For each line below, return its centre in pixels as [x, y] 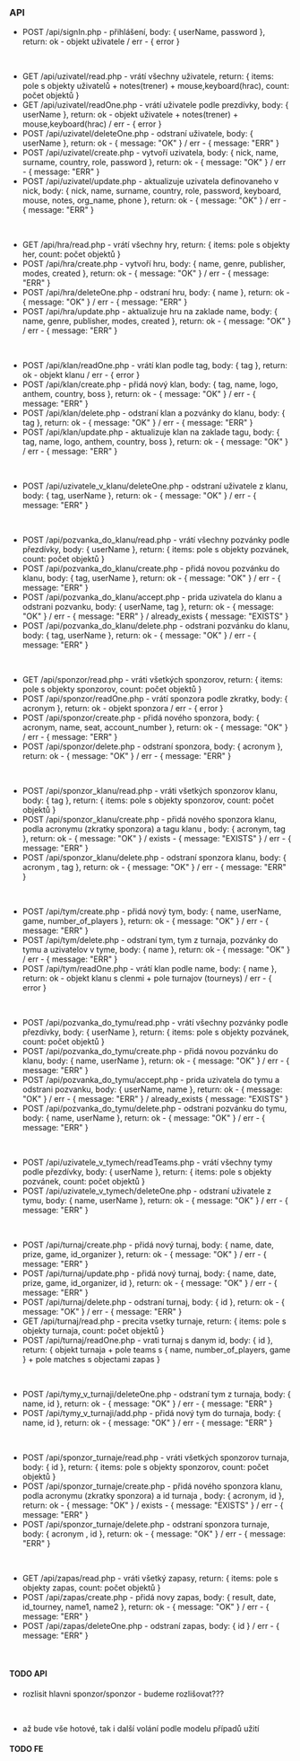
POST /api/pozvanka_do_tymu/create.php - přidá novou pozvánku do [150, 1052]
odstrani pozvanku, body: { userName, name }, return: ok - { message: [152, 1089]
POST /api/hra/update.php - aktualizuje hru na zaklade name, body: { [150, 312]
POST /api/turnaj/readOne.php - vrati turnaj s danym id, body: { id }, [147, 1341]
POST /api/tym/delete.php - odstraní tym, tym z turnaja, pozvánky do [150, 940]
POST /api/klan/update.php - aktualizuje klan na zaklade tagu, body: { [151, 432]
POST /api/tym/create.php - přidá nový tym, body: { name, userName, [152, 911]
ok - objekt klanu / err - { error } [81, 375]
